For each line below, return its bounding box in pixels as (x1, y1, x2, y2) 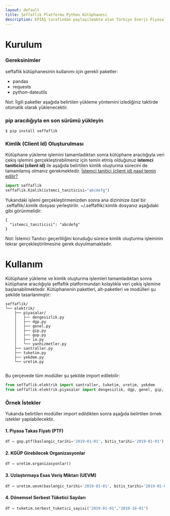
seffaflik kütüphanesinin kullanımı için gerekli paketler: (5, 68, 118, 74)
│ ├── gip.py (14, 328, 47, 333)
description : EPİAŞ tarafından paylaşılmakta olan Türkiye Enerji (5, 17, 148, 22)
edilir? (5, 173, 18, 179)
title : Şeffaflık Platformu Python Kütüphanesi (5, 12, 108, 17)
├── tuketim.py (14, 350, 47, 356)
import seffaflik (5, 183, 42, 188)
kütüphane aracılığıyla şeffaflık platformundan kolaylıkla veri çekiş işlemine (5, 281, 161, 287)
